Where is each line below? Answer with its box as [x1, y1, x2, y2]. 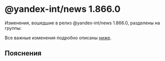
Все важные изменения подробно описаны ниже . [5, 35, 111, 41]
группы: [5, 25, 22, 31]
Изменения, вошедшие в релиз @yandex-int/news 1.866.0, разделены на [5, 20, 160, 26]
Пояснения [5, 49, 42, 58]
